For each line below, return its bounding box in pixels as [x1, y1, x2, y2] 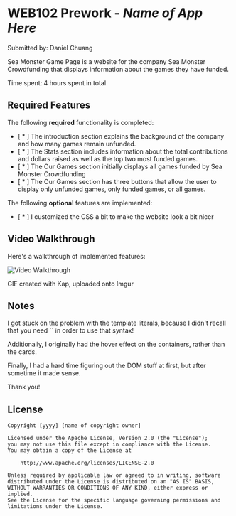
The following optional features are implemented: [7, 198, 153, 207]
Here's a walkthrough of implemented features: [7, 252, 146, 260]
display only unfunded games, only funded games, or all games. [17, 185, 206, 193]
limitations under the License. [7, 503, 103, 510]
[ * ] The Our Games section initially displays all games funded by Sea [17, 162, 222, 171]
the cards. [7, 348, 37, 356]
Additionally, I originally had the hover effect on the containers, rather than [7, 340, 225, 349]
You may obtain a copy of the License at [7, 447, 132, 454]
